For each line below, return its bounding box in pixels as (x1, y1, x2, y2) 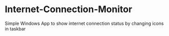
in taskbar (5, 25, 26, 31)
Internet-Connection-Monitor (5, 4, 132, 15)
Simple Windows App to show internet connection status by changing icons (5, 20, 164, 26)
